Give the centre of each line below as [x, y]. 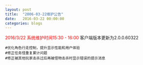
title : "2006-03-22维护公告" [34, 14]
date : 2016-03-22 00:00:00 [35, 19]
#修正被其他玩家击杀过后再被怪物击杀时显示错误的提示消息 [55, 58]
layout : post [18, 10]
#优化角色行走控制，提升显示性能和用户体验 [42, 48]
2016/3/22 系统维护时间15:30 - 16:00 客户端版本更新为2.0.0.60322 [72, 38]
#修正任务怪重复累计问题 [26, 53]
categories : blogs [24, 23]
